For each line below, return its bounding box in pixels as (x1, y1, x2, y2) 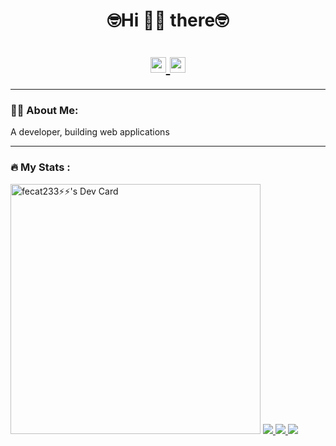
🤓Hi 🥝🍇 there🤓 (106, 9, 230, 32)
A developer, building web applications (10, 126, 170, 138)
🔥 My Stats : (10, 160, 71, 174)
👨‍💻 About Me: (10, 104, 79, 118)
